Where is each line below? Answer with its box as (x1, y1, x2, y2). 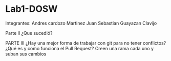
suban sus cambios (5, 51, 47, 57)
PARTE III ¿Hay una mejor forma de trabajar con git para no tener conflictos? (5, 39, 166, 46)
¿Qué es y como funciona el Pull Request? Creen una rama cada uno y (5, 45, 154, 51)
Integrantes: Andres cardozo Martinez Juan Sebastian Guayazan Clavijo (5, 20, 157, 26)
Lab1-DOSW (5, 3, 58, 15)
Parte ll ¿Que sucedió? (5, 30, 53, 36)
